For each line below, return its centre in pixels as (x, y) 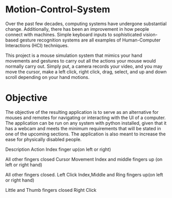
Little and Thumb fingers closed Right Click (51, 190)
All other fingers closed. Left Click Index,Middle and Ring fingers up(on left (84, 174)
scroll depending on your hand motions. (47, 77)
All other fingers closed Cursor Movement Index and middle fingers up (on (84, 159)
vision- (150, 34)
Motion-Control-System (58, 9)
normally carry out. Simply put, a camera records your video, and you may (84, 66)
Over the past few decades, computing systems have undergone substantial (86, 24)
